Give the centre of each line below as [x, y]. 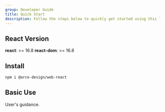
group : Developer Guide [29, 10]
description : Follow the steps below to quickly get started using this [81, 19]
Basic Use [21, 93]
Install [15, 66]
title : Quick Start [25, 14]
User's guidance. [22, 104]
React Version [27, 39]
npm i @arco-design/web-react [36, 77]
